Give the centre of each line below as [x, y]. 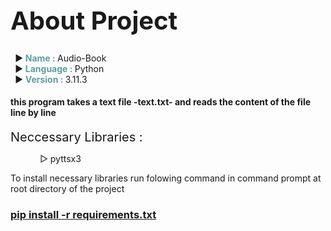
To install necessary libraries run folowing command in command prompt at [166, 178]
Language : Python [64, 68]
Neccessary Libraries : [76, 137]
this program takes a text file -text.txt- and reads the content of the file [161, 102]
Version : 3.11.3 [56, 79]
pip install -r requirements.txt [83, 214]
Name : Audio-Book [65, 58]
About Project [94, 20]
